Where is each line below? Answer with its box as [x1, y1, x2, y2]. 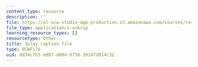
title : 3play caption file [6, 41, 72, 47]
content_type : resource [6, 8, 65, 15]
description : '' [6, 14, 46, 20]
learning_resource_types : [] [6, 30, 78, 36]
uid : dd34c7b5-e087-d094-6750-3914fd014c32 [6, 52, 115, 58]
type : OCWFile [6, 47, 41, 52]
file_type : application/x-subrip [6, 24, 88, 31]
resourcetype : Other [6, 36, 57, 41]
